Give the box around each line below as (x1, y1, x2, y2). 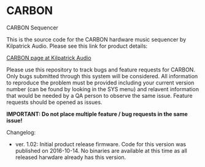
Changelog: (6, 128, 36, 136)
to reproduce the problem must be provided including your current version (6, 79, 195, 86)
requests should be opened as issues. (6, 98, 102, 106)
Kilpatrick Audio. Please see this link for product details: (6, 42, 148, 50)
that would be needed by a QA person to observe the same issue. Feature (6, 92, 193, 99)
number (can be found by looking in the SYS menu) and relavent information (6, 85, 199, 92)
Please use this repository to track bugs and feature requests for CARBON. (6, 65, 195, 73)
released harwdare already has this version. (15, 154, 126, 161)
